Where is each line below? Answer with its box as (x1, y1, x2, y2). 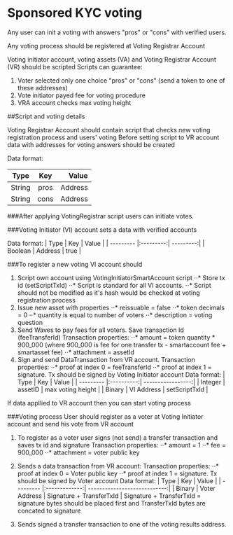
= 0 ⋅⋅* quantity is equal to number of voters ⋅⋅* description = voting (17, 310, 213, 319)
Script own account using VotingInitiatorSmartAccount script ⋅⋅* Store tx (17, 273, 225, 282)
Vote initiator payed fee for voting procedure (17, 91, 146, 99)
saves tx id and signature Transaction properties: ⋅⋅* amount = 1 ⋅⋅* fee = (17, 440, 226, 449)
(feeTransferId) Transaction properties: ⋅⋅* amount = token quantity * (17, 333, 216, 341)
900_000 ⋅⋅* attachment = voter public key (17, 448, 140, 457)
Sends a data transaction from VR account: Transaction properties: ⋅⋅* (17, 461, 219, 470)
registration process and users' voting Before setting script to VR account (7, 133, 220, 141)
